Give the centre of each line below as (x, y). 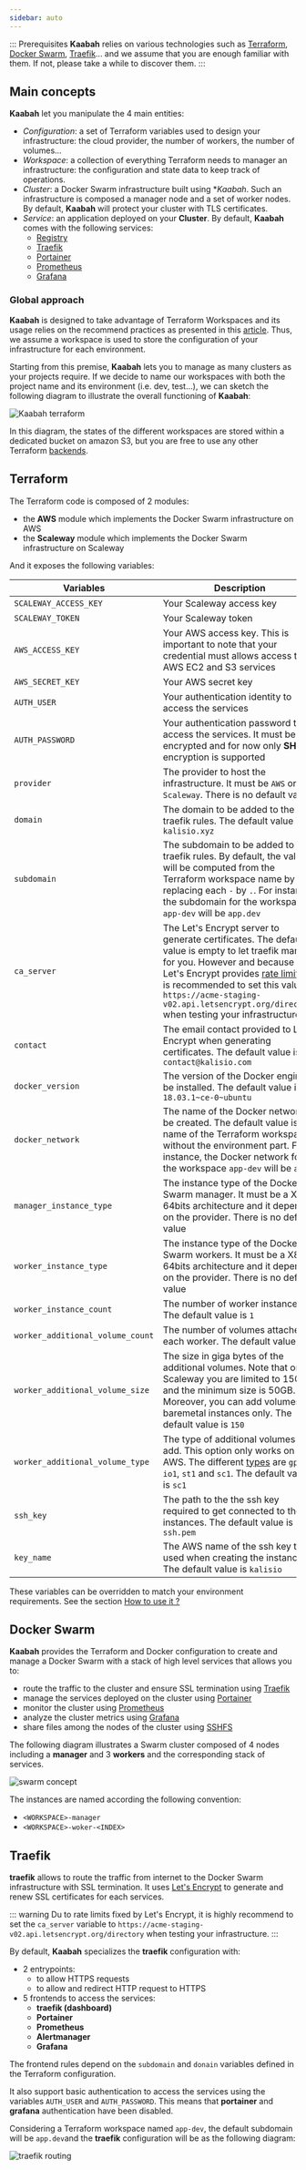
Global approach (47, 300)
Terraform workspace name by (229, 878)
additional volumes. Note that (225, 1367)
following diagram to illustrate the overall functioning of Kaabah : (130, 395)
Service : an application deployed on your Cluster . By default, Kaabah (153, 219)
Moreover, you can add (212, 1401)
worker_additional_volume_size (82, 1390)
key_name (33, 1557)
